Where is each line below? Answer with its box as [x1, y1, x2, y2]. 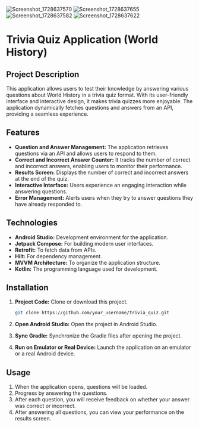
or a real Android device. [14, 350, 75, 357]
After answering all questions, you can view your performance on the [14, 409, 184, 416]
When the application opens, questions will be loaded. [14, 383, 148, 391]
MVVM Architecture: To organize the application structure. [14, 259, 160, 266]
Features [6, 128, 40, 138]
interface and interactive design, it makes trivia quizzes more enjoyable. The [6, 98, 193, 104]
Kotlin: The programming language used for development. [14, 265, 158, 273]
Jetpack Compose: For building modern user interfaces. [14, 240, 154, 247]
